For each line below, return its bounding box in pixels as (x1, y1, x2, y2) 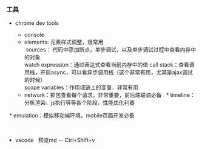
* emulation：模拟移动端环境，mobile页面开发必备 (8, 112, 135, 119)
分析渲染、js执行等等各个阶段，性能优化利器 (24, 99, 135, 107)
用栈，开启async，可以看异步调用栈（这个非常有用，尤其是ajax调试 (24, 68, 193, 76)
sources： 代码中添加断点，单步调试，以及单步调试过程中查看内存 (25, 46, 191, 53)
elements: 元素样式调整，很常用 (24, 38, 104, 46)
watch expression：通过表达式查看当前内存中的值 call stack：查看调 (24, 61, 195, 68)
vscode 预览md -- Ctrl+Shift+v (15, 136, 95, 144)
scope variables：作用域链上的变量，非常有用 (24, 84, 138, 91)
